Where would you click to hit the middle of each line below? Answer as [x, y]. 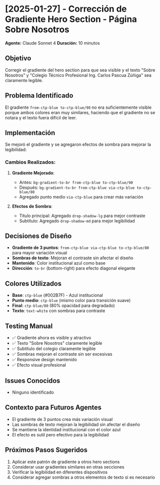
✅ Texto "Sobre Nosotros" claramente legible [57, 343]
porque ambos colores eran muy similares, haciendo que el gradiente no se [80, 112]
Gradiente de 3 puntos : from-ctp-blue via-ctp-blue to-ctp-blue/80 [80, 248]
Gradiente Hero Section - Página [71, 19]
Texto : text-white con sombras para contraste [58, 311]
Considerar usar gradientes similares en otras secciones [68, 467]
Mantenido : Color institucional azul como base [58, 263]
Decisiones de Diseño [38, 236]
